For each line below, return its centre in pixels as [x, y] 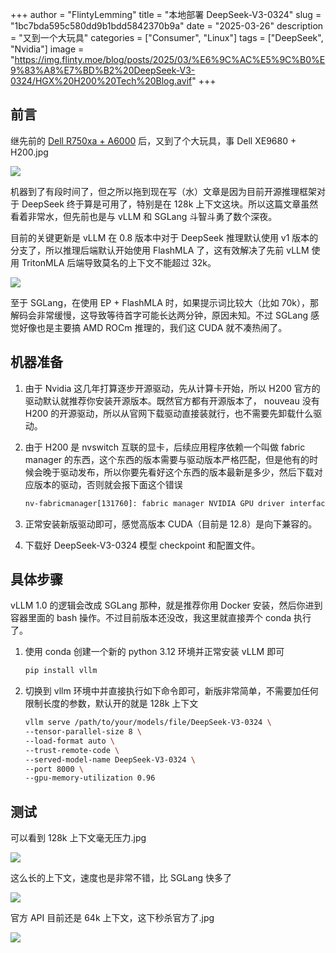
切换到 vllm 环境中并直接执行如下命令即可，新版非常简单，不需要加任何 [171, 691]
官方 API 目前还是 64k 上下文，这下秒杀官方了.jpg [112, 918]
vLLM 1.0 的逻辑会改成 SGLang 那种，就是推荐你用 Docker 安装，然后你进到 [166, 605]
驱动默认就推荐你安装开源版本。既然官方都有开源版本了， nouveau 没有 [172, 400]
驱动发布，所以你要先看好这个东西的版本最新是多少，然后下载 [187, 472]
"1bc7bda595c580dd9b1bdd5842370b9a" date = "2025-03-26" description [167, 26]
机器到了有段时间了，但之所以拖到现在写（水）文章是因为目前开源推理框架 [163, 191]
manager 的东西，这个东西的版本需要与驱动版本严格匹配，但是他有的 [167, 459]
